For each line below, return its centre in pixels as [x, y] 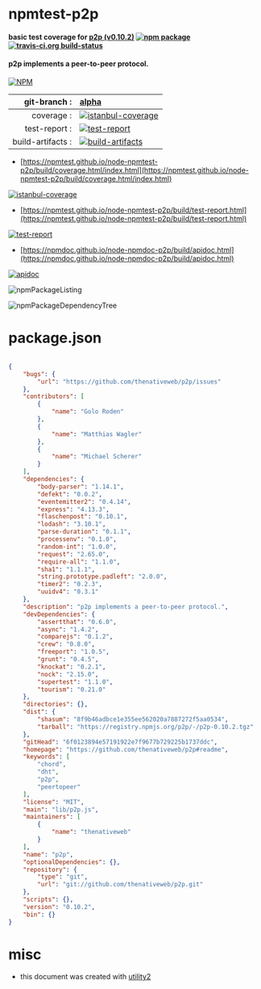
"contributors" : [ [54, 396]
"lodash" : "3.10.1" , [72, 524]
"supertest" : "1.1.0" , [75, 682]
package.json [55, 338]
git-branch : [48, 102]
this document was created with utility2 [85, 977]
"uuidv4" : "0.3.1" [68, 592]
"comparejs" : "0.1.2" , [75, 637]
